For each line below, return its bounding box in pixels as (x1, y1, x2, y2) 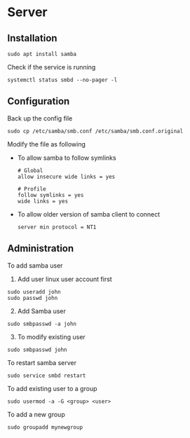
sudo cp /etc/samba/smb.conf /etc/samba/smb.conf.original (7, 128, 184, 135)
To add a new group (7, 410, 65, 418)
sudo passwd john (7, 294, 58, 301)
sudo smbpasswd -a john (7, 320, 77, 327)
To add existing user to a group (7, 384, 97, 392)
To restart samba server (7, 358, 77, 367)
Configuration (7, 95, 70, 107)
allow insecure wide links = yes (17, 173, 116, 180)
